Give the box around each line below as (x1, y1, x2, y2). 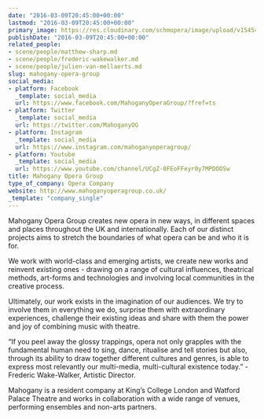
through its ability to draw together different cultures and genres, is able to (8, 353, 249, 362)
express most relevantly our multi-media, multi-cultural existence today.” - (8, 362, 249, 371)
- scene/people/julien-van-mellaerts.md (8, 63, 143, 71)
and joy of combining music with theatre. (8, 322, 141, 331)
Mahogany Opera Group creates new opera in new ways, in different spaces (8, 215, 255, 225)
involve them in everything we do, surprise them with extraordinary (8, 304, 225, 314)
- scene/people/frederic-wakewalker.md (8, 56, 139, 64)
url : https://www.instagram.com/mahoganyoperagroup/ (15, 143, 192, 151)
